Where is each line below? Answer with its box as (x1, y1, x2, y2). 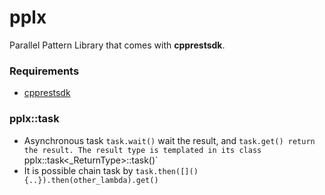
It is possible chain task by (23, 164, 134, 176)
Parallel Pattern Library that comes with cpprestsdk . (9, 39, 226, 51)
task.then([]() (135, 166, 199, 176)
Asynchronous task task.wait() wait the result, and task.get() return (23, 134, 316, 146)
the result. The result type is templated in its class (23, 145, 262, 155)
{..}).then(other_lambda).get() (23, 175, 159, 185)
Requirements (9, 64, 80, 78)
